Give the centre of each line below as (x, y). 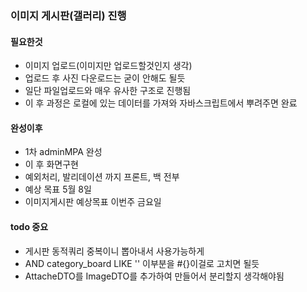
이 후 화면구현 (51, 164)
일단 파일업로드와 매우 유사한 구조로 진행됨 (108, 91)
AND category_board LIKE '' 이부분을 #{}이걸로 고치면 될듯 (142, 263)
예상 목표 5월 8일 (58, 189)
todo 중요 (29, 226)
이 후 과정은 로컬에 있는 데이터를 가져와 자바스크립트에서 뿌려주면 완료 (161, 103)
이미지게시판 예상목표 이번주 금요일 (93, 202)
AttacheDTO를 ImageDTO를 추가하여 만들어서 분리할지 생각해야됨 (154, 276)
